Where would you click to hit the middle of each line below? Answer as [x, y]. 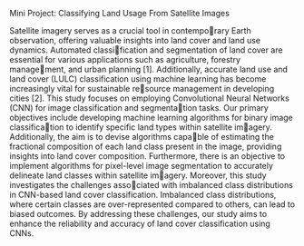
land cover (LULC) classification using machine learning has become [138, 79]
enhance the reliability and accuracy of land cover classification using [140, 223]
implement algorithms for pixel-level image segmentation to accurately [142, 166]
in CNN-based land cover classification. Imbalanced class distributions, [143, 195]
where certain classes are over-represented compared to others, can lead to [152, 204]
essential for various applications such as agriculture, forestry [125, 59]
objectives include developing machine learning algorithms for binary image [151, 118]
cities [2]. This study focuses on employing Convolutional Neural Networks [150, 98]
